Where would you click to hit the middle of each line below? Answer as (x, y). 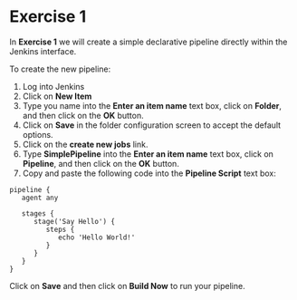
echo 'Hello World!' (96, 237)
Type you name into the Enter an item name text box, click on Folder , (152, 105)
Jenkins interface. (43, 51)
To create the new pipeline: (60, 69)
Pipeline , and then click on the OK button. (101, 163)
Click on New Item (57, 96)
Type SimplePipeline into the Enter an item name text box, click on (148, 154)
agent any (40, 198)
